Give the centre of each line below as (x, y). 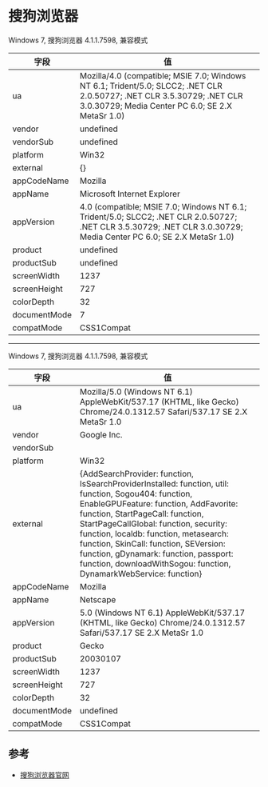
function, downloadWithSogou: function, (155, 563)
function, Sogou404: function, (136, 493)
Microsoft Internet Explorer (130, 194)
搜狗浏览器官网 (44, 775)
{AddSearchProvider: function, (136, 473)
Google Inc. (101, 434)
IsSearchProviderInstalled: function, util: (154, 483)
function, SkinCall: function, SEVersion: (152, 543)
